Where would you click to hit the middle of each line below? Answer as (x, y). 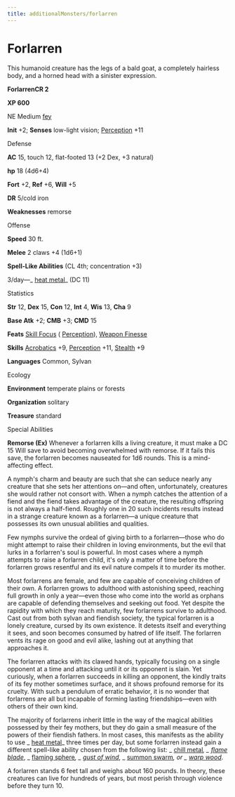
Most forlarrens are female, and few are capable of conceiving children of (114, 581)
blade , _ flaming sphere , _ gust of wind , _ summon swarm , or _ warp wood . (115, 757)
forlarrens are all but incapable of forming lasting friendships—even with (112, 699)
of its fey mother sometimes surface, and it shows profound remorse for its (116, 684)
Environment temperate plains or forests (66, 388)
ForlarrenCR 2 (28, 89)
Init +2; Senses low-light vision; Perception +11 (75, 130)
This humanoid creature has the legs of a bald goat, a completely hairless (113, 68)
